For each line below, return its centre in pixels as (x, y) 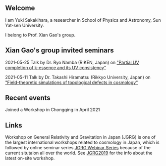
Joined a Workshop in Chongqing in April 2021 (53, 110)
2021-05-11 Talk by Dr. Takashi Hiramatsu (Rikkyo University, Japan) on (78, 77)
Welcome (20, 8)
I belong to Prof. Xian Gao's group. (40, 35)
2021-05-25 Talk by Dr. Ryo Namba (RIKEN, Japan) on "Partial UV (72, 62)
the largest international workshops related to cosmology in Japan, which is (82, 142)
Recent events (28, 98)
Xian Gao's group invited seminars (59, 51)
